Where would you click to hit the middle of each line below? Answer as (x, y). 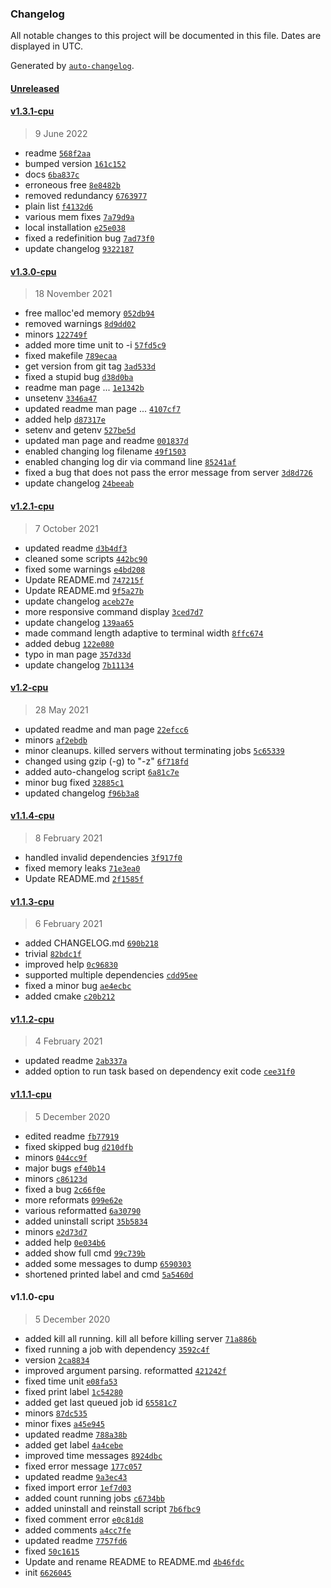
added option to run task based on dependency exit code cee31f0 (160, 1071)
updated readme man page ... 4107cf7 (103, 409)
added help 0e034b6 (65, 1242)
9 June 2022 (61, 134)
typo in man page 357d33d (78, 654)
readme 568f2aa (58, 153)
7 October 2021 (66, 528)
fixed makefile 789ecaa (71, 356)
